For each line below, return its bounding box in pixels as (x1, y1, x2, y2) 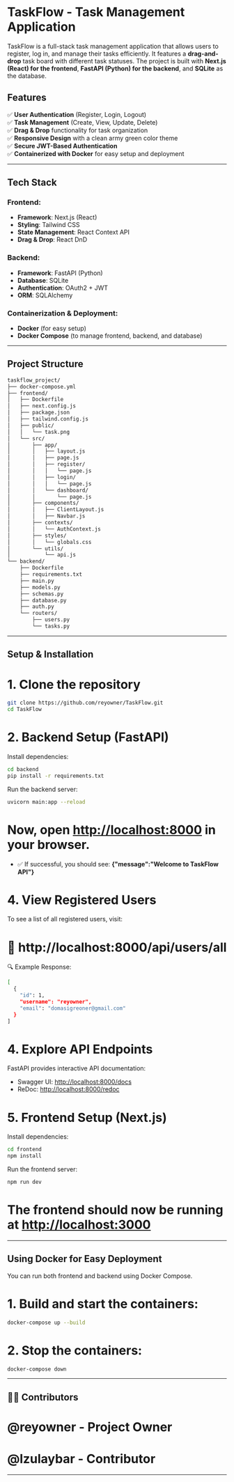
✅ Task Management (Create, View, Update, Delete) (7, 118, 158, 126)
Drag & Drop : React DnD (17, 235, 88, 244)
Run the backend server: (7, 785, 78, 793)
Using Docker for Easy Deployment (7, 1253, 162, 1265)
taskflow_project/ (7, 377, 61, 384)
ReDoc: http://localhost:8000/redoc (17, 1085, 120, 1093)
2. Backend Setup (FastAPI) (7, 729, 169, 745)
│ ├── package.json (7, 409, 70, 416)
